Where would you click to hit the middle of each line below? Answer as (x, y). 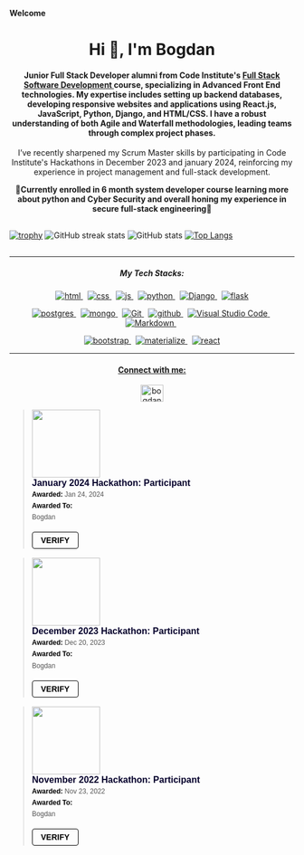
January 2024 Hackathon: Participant (111, 483)
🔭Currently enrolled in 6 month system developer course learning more (152, 190)
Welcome (28, 13)
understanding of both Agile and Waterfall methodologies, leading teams (152, 123)
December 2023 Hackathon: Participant (115, 632)
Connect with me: (152, 369)
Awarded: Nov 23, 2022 (68, 791)
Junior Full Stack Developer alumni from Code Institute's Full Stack (152, 75)
